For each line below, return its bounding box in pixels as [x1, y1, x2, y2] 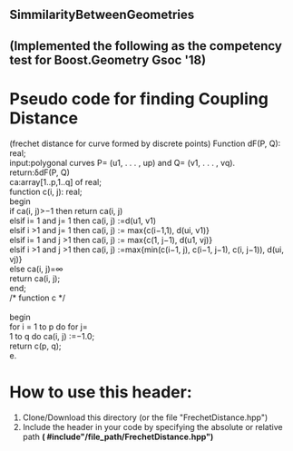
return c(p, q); [9, 340, 62, 351]
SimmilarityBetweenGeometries [9, 7, 195, 23]
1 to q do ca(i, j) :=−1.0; [9, 330, 95, 341]
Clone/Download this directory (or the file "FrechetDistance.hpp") [22, 412, 269, 423]
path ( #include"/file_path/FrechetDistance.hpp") [22, 431, 214, 442]
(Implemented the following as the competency [9, 38, 283, 54]
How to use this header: [9, 381, 192, 402]
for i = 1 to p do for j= [9, 321, 88, 332]
